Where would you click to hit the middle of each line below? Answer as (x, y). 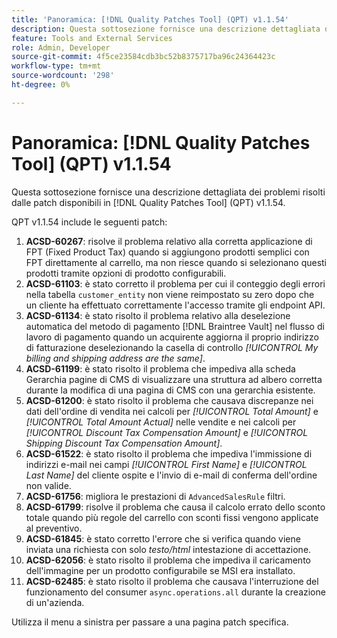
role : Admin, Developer (61, 47)
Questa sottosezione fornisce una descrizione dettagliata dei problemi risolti (168, 192)
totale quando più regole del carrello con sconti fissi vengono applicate (172, 517)
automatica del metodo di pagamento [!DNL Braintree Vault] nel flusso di (175, 326)
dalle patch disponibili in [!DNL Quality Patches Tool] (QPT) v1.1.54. (148, 202)
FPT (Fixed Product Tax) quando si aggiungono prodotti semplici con (167, 252)
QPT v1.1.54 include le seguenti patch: (89, 222)
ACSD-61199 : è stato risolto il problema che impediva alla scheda (160, 368)
